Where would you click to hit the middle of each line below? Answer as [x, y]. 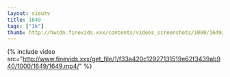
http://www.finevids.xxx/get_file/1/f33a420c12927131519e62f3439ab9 [122, 59]
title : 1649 [24, 20]
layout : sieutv [29, 13]
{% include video [31, 52]
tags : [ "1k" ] [26, 26]
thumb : [16, 32]
